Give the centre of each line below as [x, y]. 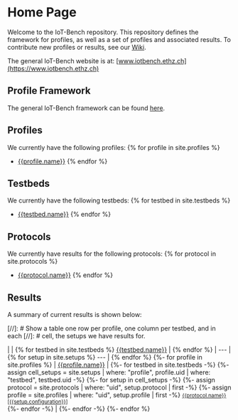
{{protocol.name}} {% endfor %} [65, 275]
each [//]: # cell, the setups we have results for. [76, 336]
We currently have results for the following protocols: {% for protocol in [112, 254]
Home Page [42, 12]
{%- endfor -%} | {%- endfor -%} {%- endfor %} [79, 409]
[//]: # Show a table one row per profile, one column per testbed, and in [112, 328]
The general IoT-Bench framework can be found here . [86, 108]
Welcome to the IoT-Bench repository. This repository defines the [103, 32]
